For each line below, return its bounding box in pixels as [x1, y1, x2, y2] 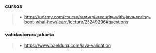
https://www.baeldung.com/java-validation [24, 42, 111, 48]
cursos [5, 3, 22, 10]
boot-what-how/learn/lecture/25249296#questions [24, 19, 129, 25]
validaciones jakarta [5, 31, 55, 38]
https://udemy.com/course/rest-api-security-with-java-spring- [24, 14, 151, 20]
